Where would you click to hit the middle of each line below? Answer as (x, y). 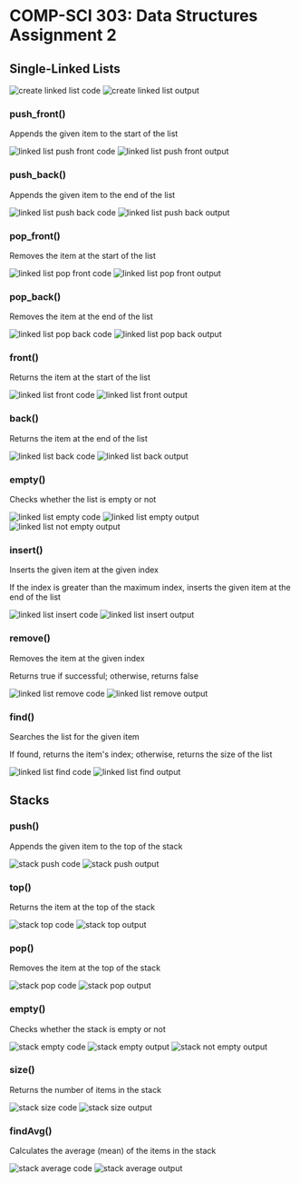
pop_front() (35, 235)
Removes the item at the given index (77, 658)
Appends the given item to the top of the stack (96, 846)
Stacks (29, 800)
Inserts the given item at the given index (84, 570)
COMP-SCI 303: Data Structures (134, 16)
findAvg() (31, 1130)
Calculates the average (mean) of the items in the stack (113, 1151)
